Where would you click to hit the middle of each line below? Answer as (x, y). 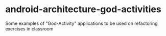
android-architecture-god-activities (84, 9)
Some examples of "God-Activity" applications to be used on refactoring (81, 23)
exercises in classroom (29, 28)
